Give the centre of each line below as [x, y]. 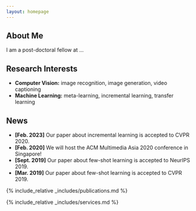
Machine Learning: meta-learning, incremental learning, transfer [94, 96]
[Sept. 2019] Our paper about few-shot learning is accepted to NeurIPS [102, 160]
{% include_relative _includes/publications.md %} [67, 191]
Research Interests [42, 69]
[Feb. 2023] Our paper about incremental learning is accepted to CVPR [102, 135]
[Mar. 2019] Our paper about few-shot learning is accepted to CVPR [98, 173]
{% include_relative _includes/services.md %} [62, 202]
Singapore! [28, 154]
